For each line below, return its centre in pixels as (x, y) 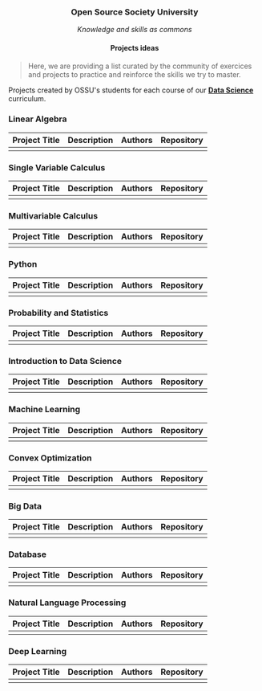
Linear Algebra (38, 119)
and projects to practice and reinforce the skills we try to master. (135, 74)
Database (27, 554)
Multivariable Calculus (53, 216)
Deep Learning (38, 651)
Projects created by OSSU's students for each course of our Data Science (131, 90)
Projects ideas (135, 47)
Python (23, 264)
